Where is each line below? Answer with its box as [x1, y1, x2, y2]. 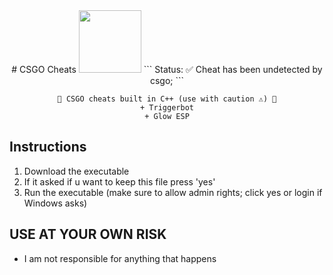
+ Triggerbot [140, 103, 194, 113]
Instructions [9, 139, 87, 156]
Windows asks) [23, 197, 88, 209]
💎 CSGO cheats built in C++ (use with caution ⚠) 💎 [57, 94, 277, 104]
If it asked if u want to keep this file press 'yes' [23, 175, 216, 188]
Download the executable [23, 165, 130, 177]
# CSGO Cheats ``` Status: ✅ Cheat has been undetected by [11, 64, 323, 75]
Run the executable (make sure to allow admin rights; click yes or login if [23, 186, 323, 198]
